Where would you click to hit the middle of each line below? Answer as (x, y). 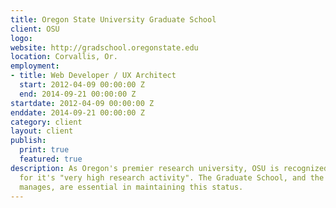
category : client (46, 122)
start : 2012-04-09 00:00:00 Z (82, 85)
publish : (28, 141)
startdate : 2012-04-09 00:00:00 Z (82, 103)
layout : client (42, 131)
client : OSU (35, 29)
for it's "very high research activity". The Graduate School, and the (172, 177)
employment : (35, 66)
